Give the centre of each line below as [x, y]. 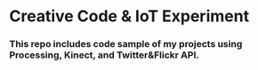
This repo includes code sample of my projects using [126, 44]
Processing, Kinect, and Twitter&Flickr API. [105, 55]
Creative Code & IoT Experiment [129, 16]
